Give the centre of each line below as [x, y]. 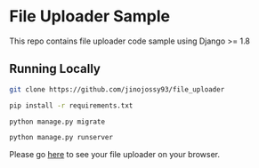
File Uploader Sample [90, 16]
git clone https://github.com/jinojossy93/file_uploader [117, 89]
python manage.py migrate [57, 122]
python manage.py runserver [61, 138]
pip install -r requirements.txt [71, 105]
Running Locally [55, 69]
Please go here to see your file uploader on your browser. [115, 155]
